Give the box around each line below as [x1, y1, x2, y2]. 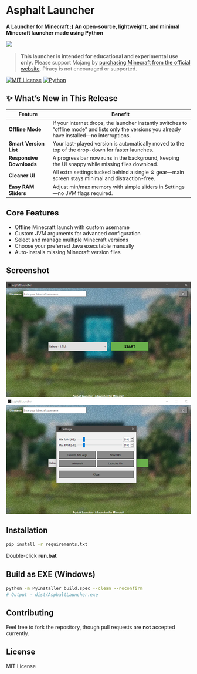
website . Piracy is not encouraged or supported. [20, 65, 137, 72]
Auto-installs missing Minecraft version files [14, 248, 121, 255]
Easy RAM [8, 183, 35, 190]
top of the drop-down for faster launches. [52, 146, 154, 153]
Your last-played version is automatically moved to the [52, 140, 185, 147]
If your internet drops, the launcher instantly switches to [52, 119, 188, 126]
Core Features [6, 208, 59, 218]
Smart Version [8, 140, 45, 147]
